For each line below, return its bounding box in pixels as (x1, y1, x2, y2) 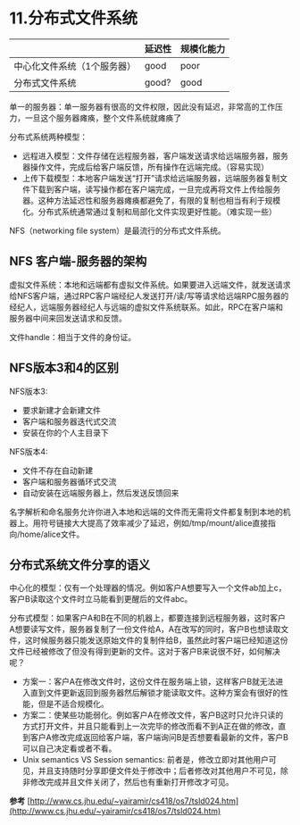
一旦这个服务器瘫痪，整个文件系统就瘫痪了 (24, 112, 181, 123)
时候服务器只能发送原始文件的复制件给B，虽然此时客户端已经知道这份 (32, 635, 288, 646)
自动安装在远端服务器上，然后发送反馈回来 (21, 487, 179, 498)
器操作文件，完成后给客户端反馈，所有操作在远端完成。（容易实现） (21, 162, 270, 172)
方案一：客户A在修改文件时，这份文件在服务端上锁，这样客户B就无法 (21, 676, 276, 687)
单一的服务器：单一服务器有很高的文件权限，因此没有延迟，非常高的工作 (9, 101, 275, 112)
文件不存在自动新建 (21, 465, 94, 476)
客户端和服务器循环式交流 (21, 476, 117, 487)
